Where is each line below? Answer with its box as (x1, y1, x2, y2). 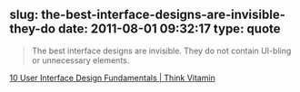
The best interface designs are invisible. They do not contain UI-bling (31, 45, 292, 56)
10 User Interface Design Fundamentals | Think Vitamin (9, 72, 215, 83)
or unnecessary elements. (31, 54, 130, 66)
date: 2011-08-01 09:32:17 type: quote (57, 22, 281, 37)
